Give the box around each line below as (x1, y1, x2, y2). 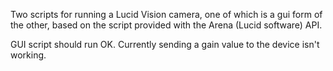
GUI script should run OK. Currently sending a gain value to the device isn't (10, 39, 320, 50)
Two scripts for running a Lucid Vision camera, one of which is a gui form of (10, 9, 323, 20)
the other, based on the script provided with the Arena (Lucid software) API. (10, 19, 323, 31)
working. (10, 49, 47, 61)
